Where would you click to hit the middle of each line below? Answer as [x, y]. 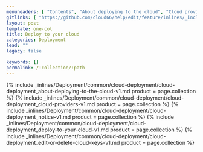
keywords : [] [23, 62]
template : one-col [29, 29]
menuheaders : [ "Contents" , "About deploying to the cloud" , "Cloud [94, 12]
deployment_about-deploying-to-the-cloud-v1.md [68, 91]
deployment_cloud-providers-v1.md [51, 104]
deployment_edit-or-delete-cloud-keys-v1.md [63, 142]
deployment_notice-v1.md [39, 117]
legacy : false [24, 51]
